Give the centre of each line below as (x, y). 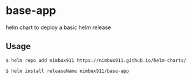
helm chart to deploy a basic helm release (58, 27)
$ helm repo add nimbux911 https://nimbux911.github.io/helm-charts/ (96, 60)
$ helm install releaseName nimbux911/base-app (68, 71)
